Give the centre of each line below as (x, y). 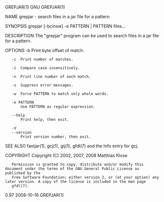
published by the (23, 173)
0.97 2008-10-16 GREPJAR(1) (35, 195)
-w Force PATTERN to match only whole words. (60, 94)
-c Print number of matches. (42, 59)
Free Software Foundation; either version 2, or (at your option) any (85, 177)
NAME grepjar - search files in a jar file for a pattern (57, 16)
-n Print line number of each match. (51, 77)
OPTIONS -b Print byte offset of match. (45, 50)
